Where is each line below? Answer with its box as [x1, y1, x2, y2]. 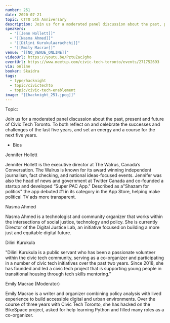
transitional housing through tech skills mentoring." [5, 271, 111, 277]
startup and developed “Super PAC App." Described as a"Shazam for [5, 183, 149, 189]
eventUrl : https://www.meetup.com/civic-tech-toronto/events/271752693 [5, 59, 159, 64]
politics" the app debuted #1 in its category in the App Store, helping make [5, 189, 160, 195]
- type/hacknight [10, 78, 47, 83]
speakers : [5, 26, 26, 31]
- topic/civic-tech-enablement [10, 87, 76, 93]
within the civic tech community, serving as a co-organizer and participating [5, 255, 164, 261]
